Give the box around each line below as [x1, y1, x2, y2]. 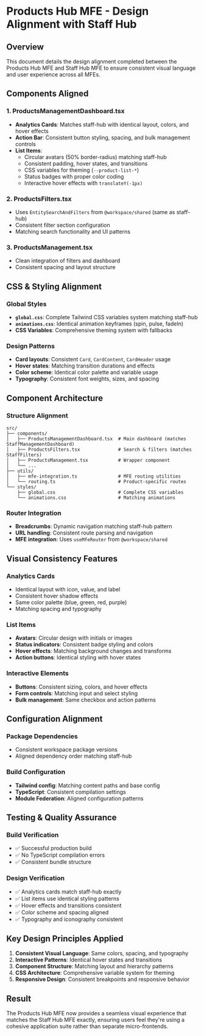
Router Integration [6, 509, 62, 517]
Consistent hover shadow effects [15, 592, 99, 599]
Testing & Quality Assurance [6, 812, 117, 823]
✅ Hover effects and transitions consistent [15, 901, 122, 909]
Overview [6, 42, 44, 52]
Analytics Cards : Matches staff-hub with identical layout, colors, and [15, 120, 189, 128]
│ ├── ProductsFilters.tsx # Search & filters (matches [6, 446, 192, 453]
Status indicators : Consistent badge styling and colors [15, 641, 153, 648]
